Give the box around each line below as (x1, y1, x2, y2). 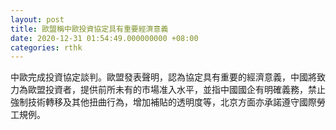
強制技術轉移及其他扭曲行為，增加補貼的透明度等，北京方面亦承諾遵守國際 (10, 96, 317, 108)
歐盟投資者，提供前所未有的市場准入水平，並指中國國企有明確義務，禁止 (27, 84, 326, 96)
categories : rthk (10, 42, 83, 53)
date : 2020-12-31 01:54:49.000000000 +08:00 (10, 33, 199, 43)
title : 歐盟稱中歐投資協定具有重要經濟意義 (10, 24, 169, 34)
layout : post (10, 14, 65, 25)
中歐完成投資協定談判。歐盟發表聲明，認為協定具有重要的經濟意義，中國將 (10, 71, 317, 83)
